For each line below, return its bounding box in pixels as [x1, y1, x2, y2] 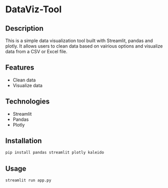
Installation [5, 137, 42, 145]
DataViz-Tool [5, 4, 62, 15]
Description [5, 24, 44, 33]
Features [5, 63, 34, 72]
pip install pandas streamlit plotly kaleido [5, 150, 104, 155]
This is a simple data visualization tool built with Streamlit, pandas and [5, 37, 153, 44]
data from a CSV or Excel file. [5, 49, 68, 54]
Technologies [5, 97, 50, 106]
